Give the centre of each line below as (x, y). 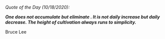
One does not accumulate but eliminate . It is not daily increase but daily (82, 17)
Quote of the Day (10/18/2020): (37, 7)
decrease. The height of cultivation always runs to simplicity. (71, 22)
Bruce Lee (16, 32)
